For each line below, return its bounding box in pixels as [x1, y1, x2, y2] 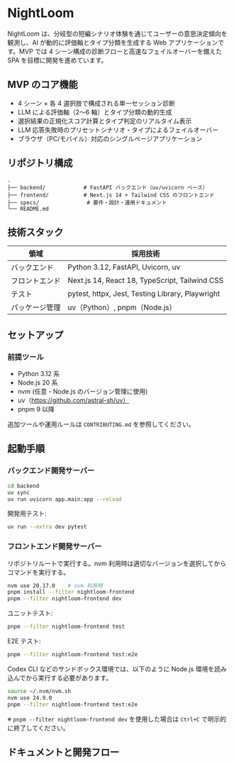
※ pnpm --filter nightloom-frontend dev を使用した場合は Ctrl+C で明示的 [7, 714, 227, 723]
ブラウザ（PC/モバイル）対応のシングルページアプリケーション [17, 134, 203, 143]
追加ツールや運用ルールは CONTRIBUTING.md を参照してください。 [7, 420, 195, 428]
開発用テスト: [7, 509, 48, 518]
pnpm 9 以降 [17, 405, 55, 414]
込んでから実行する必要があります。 [7, 673, 112, 682]
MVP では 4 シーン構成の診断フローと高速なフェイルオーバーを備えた [18, 47, 222, 55]
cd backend [7, 482, 40, 489]
